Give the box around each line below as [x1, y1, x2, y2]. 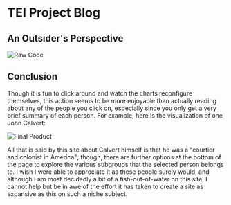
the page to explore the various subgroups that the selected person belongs [7, 160, 225, 168]
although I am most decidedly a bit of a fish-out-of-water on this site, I [7, 175, 207, 183]
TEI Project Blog [7, 5, 100, 21]
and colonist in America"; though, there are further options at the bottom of [7, 152, 221, 161]
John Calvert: [7, 118, 46, 127]
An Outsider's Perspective [7, 33, 124, 44]
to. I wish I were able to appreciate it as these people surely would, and [7, 168, 210, 176]
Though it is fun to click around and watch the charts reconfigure [7, 89, 193, 98]
